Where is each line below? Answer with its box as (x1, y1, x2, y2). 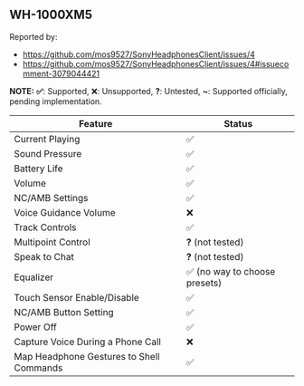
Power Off (14, 321, 57, 333)
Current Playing (14, 132, 81, 145)
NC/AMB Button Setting (14, 305, 115, 318)
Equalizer (14, 271, 54, 284)
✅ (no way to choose (185, 265, 276, 277)
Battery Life (14, 162, 63, 175)
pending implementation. (9, 95, 102, 107)
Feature (78, 117, 113, 130)
